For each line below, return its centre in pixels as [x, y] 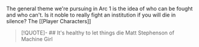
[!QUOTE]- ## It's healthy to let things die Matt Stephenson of [97, 33]
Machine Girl [37, 39]
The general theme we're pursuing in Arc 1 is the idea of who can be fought [99, 9]
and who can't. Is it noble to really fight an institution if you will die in [91, 15]
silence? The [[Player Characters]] [49, 21]
